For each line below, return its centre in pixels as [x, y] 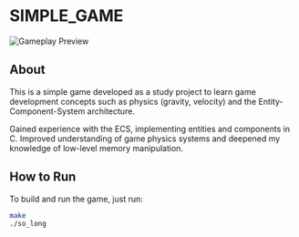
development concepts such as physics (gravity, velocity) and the [133, 101]
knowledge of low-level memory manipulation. [97, 148]
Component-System [47, 111]
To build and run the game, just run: [77, 199]
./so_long [28, 224]
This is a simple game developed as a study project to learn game [133, 91]
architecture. [111, 111]
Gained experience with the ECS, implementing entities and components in [149, 129]
